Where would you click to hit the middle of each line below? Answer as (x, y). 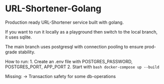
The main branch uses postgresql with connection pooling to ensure (74, 46)
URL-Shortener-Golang (53, 9)
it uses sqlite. (18, 37)
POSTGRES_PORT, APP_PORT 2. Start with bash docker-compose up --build (82, 67)
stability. (27, 52)
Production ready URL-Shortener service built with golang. (65, 22)
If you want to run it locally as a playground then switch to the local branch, (81, 32)
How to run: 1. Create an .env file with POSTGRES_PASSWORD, (69, 61)
